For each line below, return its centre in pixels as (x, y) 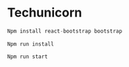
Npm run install (31, 44)
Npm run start (28, 57)
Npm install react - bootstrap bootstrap (65, 31)
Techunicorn (45, 13)
